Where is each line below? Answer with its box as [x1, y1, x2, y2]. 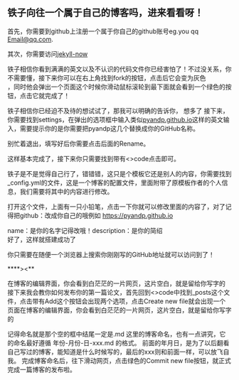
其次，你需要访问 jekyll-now [7, 49, 88, 58]
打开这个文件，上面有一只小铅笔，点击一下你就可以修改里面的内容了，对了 [7, 202, 225, 211]
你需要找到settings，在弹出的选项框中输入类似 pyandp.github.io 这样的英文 [7, 115, 224, 124]
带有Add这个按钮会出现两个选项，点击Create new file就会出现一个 [31, 297, 226, 305]
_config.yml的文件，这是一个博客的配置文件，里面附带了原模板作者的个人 [7, 178, 222, 187]
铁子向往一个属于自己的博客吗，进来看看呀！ [7, 6, 204, 19]
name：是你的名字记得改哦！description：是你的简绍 [7, 226, 163, 234]
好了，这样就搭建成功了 [7, 235, 76, 244]
